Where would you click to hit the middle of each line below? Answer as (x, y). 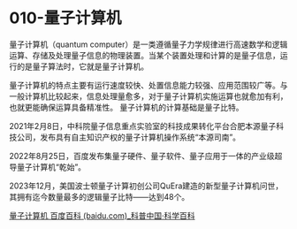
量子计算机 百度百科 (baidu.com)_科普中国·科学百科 (103, 215)
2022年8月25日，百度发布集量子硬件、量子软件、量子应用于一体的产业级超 (146, 156)
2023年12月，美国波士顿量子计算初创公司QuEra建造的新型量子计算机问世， (146, 186)
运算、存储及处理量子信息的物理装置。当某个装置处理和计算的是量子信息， (145, 55)
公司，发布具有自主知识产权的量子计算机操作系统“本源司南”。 (129, 137)
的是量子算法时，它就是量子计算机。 (82, 66)
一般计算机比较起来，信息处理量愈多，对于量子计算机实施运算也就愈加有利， (148, 96)
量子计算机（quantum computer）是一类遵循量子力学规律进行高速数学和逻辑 (148, 44)
